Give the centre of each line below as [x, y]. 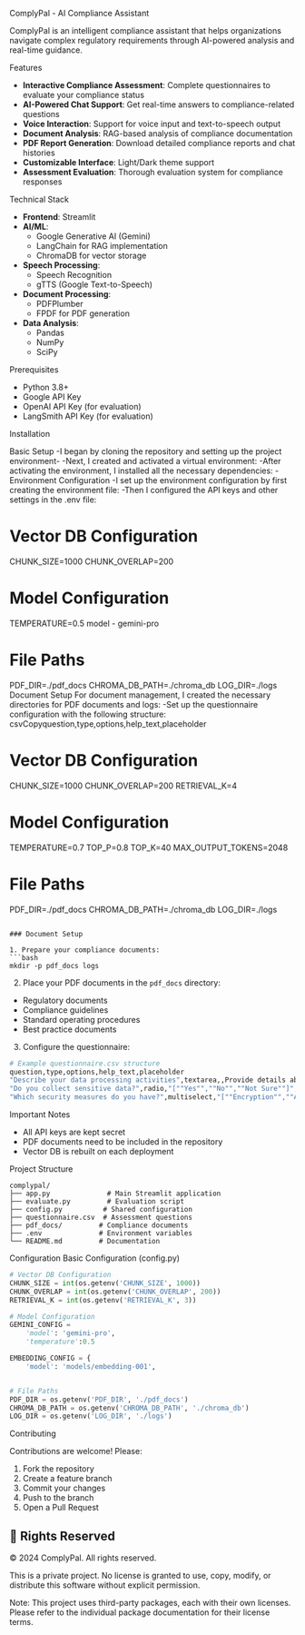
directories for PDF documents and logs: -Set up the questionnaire [134, 704]
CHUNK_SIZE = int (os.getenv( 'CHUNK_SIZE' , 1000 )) [105, 1283]
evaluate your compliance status [84, 95]
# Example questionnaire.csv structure [85, 1063]
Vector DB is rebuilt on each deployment [98, 1151]
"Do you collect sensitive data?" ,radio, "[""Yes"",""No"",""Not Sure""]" [152, 1089]
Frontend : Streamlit [59, 217]
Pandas [50, 332]
